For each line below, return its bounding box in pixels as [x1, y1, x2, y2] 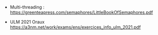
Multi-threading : [9, 4, 45, 10]
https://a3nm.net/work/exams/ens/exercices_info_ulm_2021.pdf [9, 24, 141, 30]
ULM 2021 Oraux [9, 19, 45, 25]
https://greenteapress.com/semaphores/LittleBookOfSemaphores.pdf [9, 9, 153, 15]
